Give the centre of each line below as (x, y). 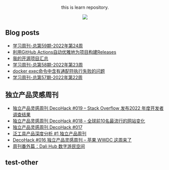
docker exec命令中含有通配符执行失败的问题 (59, 71)
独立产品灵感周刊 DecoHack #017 (47, 127)
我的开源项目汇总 (30, 58)
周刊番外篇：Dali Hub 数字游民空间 (49, 146)
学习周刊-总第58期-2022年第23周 (48, 64)
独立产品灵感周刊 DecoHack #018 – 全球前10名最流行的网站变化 (79, 121)
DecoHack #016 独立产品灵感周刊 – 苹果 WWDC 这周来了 (72, 140)
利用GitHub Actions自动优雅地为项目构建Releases (64, 52)
